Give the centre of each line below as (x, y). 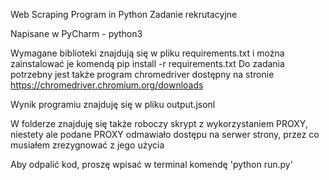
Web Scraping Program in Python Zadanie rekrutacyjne (124, 14)
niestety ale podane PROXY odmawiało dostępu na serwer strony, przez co (165, 134)
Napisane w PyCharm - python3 (76, 33)
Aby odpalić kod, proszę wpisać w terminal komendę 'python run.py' (151, 164)
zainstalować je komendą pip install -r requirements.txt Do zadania (147, 63)
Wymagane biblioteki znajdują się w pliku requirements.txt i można (147, 53)
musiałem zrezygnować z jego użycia (87, 145)
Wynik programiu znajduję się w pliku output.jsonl (113, 104)
